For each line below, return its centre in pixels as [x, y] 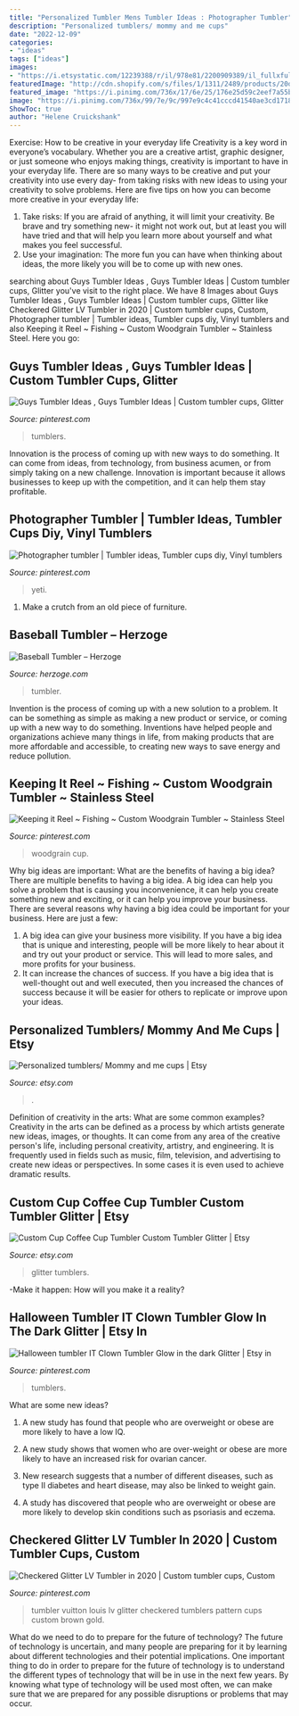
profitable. [28, 491]
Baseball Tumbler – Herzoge [89, 635]
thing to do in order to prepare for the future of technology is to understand [147, 1665]
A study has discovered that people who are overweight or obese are [149, 1502]
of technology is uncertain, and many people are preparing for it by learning [148, 1646]
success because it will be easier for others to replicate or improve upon [154, 992]
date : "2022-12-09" [45, 34]
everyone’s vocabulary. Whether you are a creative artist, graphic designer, [147, 152]
